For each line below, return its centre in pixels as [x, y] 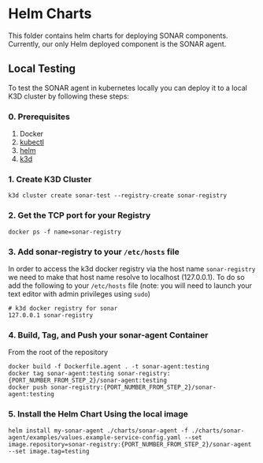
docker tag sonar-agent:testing [61, 374]
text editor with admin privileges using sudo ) [80, 293]
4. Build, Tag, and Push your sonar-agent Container [108, 334]
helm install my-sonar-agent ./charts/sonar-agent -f [98, 431]
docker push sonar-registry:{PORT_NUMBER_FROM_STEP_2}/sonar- [112, 387]
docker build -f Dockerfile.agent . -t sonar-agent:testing [109, 367]
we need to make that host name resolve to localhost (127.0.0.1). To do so [127, 277]
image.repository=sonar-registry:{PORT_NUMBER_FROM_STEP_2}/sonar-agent [130, 444]
